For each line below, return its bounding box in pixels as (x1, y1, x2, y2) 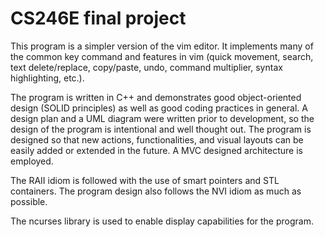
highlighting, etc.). (10, 72, 85, 84)
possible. (10, 195, 48, 207)
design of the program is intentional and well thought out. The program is (10, 123, 312, 135)
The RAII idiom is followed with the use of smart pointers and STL (10, 174, 280, 186)
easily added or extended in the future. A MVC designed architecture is (10, 144, 304, 156)
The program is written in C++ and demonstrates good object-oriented (10, 91, 302, 103)
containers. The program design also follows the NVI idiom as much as (10, 185, 302, 197)
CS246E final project (10, 7, 187, 30)
